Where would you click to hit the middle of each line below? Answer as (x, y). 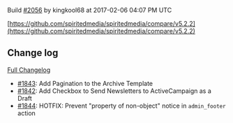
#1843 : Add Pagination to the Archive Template (85, 83)
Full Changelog (29, 70)
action (27, 113)
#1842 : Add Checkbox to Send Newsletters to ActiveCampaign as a (114, 91)
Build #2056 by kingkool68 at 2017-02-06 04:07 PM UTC (90, 10)
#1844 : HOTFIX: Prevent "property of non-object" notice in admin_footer (121, 106)
